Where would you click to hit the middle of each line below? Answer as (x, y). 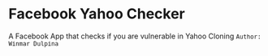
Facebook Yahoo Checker (97, 14)
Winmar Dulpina (34, 44)
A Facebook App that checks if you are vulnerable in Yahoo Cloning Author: (135, 36)
